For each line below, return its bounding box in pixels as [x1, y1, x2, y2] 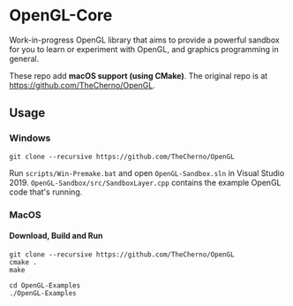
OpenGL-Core [9, 5, 113, 26]
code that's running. [9, 187, 83, 197]
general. [9, 53, 40, 64]
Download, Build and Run [9, 231, 103, 241]
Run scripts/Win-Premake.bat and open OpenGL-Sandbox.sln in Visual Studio [9, 167, 285, 178]
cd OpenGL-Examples [9, 280, 81, 290]
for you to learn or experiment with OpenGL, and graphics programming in [9, 43, 280, 54]
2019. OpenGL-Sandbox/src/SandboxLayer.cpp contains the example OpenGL [9, 177, 282, 187]
